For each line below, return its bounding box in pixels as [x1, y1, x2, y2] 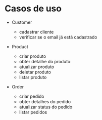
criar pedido [19, 93, 45, 99]
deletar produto [19, 69, 51, 75]
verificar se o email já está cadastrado [19, 34, 98, 40]
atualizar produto [19, 64, 54, 70]
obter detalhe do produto [19, 58, 70, 64]
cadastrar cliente [19, 29, 54, 35]
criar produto [19, 53, 47, 59]
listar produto [19, 74, 47, 80]
